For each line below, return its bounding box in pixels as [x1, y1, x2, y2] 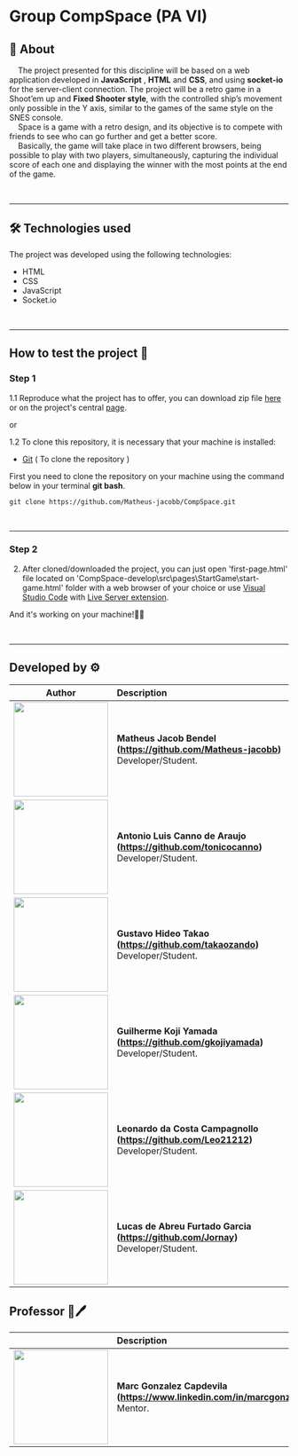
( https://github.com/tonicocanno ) [116, 840, 263, 853]
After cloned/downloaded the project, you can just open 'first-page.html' [21, 563, 288, 574]
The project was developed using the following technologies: [9, 248, 232, 259]
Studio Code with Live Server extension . [21, 592, 169, 602]
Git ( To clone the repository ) [21, 453, 130, 464]
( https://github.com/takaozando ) [116, 938, 260, 950]
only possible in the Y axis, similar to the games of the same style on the [9, 103, 273, 113]
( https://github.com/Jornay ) [116, 1231, 238, 1243]
